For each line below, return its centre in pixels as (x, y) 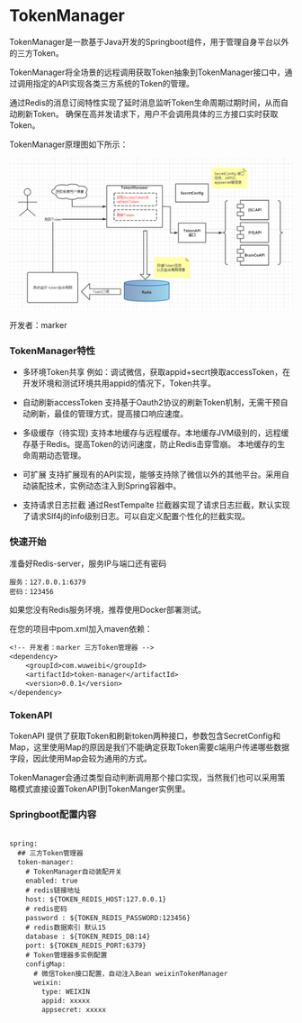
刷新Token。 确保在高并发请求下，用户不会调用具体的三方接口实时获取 (147, 114)
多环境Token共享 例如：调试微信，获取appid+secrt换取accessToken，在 (156, 372)
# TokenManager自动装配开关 (74, 872)
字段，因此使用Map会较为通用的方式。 (81, 759)
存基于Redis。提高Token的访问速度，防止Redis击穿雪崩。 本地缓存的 (150, 444)
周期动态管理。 (58, 455)
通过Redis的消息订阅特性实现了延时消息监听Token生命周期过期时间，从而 (145, 102)
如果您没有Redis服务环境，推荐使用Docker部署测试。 (108, 609)
